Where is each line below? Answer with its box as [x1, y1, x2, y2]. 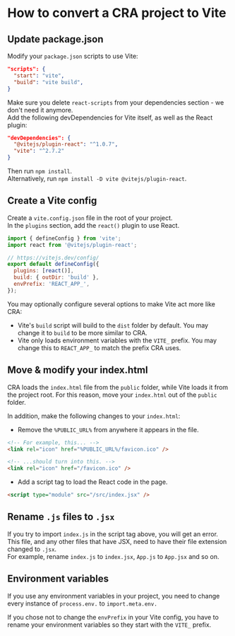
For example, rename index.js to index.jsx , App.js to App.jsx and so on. [7, 552, 219, 560]
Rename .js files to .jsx [7, 511, 115, 523]
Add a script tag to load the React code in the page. [17, 478, 168, 486]
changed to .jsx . [7, 545, 57, 553]
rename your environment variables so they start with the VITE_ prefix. [7, 620, 212, 629]
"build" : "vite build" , [13, 79, 83, 86]
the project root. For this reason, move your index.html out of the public [7, 391, 217, 399]
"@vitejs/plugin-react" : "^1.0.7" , [13, 141, 119, 148]
